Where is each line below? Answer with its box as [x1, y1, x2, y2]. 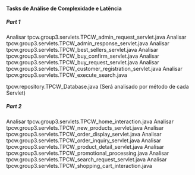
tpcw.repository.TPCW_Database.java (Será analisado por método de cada [6, 83, 189, 90]
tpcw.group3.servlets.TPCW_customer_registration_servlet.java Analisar [6, 65, 183, 72]
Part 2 [6, 103, 22, 110]
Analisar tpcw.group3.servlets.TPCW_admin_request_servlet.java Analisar [6, 33, 187, 40]
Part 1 [6, 18, 21, 26]
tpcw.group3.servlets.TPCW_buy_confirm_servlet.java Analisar [6, 52, 159, 60]
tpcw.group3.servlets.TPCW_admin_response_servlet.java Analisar [6, 39, 169, 47]
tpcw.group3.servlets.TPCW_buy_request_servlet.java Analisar [6, 58, 159, 65]
